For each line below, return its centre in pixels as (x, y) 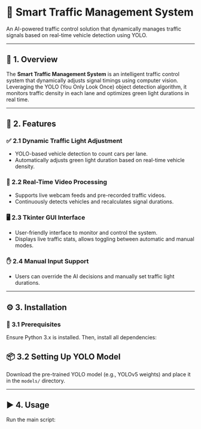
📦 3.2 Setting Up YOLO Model (63, 357)
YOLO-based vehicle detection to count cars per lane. (81, 154)
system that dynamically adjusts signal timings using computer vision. (92, 80)
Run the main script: (31, 419)
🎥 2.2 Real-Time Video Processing (57, 182)
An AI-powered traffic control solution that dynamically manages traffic (94, 29)
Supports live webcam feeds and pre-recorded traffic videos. (90, 195)
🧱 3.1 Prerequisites (33, 324)
